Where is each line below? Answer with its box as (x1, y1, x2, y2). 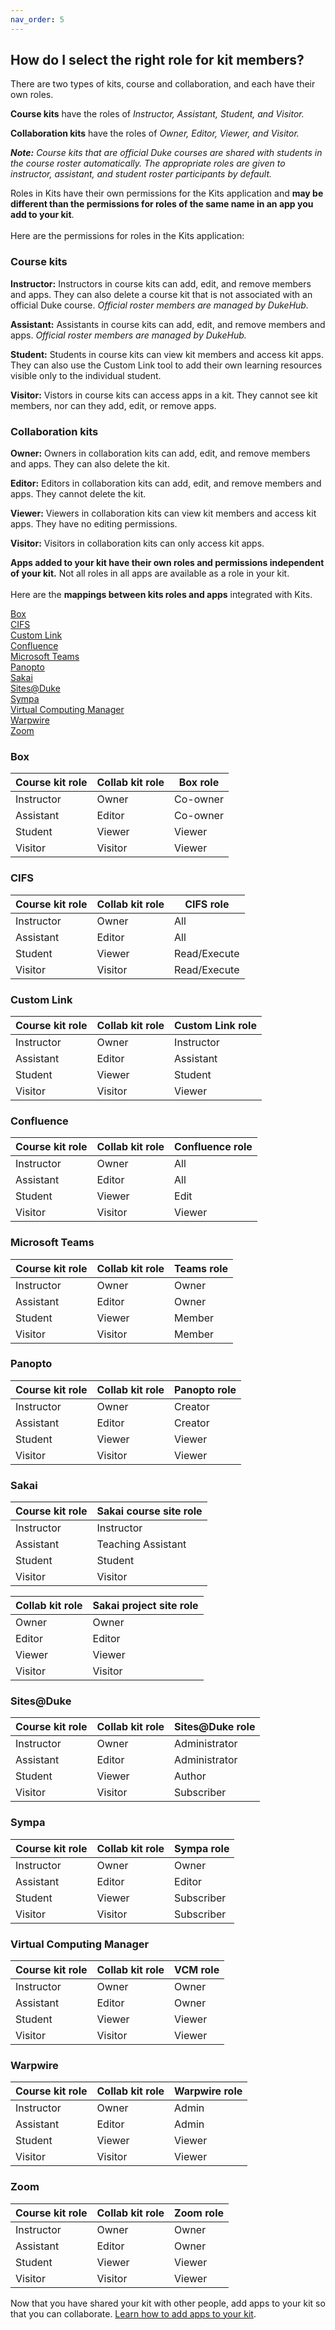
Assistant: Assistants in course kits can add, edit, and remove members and (10, 318, 326, 330)
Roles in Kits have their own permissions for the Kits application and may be (10, 187, 324, 200)
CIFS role (184, 897, 230, 911)
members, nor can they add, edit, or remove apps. (10, 399, 217, 411)
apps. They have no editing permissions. (10, 518, 178, 530)
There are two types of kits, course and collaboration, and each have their (10, 78, 316, 90)
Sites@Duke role (174, 1720, 256, 1734)
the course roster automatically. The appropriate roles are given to (10, 157, 286, 170)
